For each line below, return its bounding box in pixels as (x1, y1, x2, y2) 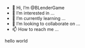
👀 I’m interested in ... (12, 10, 55, 16)
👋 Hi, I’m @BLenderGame (12, 5, 65, 10)
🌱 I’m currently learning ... (12, 15, 66, 21)
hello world (5, 38, 28, 43)
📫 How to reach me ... (12, 26, 59, 32)
